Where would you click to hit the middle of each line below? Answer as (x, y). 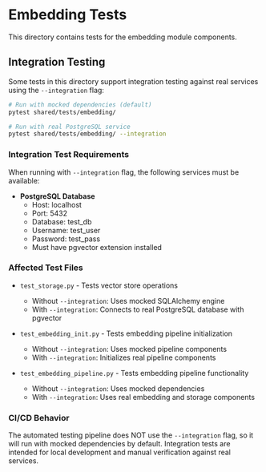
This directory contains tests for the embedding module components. (123, 37)
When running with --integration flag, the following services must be (124, 172)
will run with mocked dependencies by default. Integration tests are (119, 444)
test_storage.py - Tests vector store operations (99, 285)
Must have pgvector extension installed (97, 247)
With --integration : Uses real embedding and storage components (143, 397)
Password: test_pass (66, 239)
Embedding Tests (68, 15)
